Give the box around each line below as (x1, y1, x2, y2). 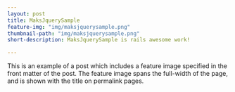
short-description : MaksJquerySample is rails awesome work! (7, 37, 191, 44)
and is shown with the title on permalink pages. (7, 77, 144, 85)
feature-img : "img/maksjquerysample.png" (7, 23, 131, 30)
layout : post (7, 10, 46, 18)
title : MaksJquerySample (7, 17, 80, 24)
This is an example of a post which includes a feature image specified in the (7, 62, 227, 70)
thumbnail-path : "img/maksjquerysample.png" (7, 29, 140, 37)
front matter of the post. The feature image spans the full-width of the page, (7, 70, 229, 78)
